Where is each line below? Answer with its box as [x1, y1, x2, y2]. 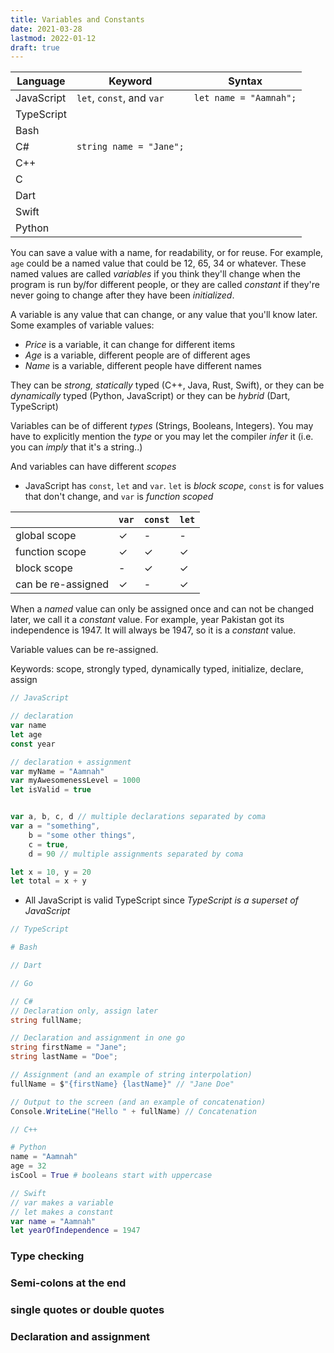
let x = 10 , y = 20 [10, 867, 92, 877]
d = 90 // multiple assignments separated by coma [28, 849, 244, 859]
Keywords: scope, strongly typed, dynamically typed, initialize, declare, [10, 663, 304, 675]
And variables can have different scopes [10, 461, 177, 473]
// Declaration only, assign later [10, 1006, 159, 1016]
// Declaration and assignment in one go [10, 1033, 186, 1043]
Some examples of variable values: [10, 319, 155, 331]
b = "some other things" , [28, 830, 137, 840]
